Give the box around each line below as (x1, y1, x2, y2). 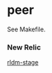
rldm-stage (7, 58, 39, 67)
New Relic (7, 42, 41, 52)
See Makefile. (7, 25, 46, 33)
